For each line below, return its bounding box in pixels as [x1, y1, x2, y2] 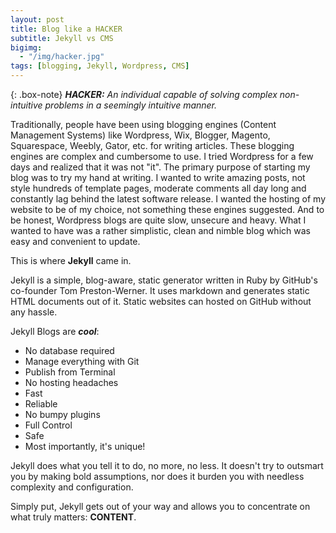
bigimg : [10, 42, 43, 53]
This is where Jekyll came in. [10, 255, 132, 266]
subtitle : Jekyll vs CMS [10, 33, 114, 43]
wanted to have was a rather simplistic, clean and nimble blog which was [10, 225, 311, 236]
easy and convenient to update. [10, 236, 141, 247]
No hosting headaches [24, 377, 119, 388]
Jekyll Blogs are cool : [10, 326, 100, 337]
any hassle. [10, 306, 58, 318]
